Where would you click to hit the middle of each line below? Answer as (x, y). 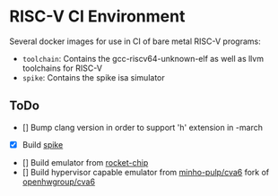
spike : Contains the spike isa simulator (93, 77)
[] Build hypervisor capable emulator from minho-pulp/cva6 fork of (146, 172)
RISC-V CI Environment (97, 17)
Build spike (43, 144)
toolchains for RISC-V (62, 68)
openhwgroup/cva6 (59, 182)
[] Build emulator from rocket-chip (85, 162)
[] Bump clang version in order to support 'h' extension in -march (142, 127)
